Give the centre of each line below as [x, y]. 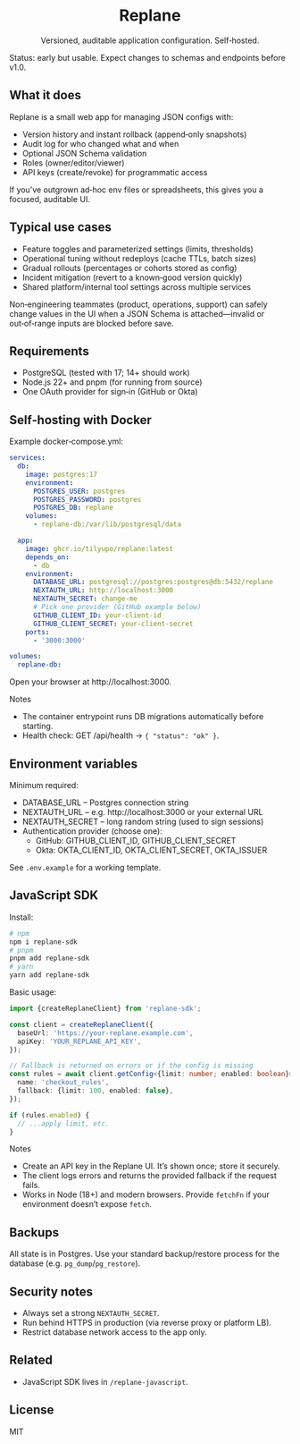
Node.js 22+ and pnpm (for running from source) [112, 382]
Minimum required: [44, 785]
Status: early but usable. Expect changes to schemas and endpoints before [147, 57]
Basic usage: [33, 992]
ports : [37, 632]
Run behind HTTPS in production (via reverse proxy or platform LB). [147, 1323]
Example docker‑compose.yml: [66, 442]
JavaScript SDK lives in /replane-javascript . [105, 1381]
